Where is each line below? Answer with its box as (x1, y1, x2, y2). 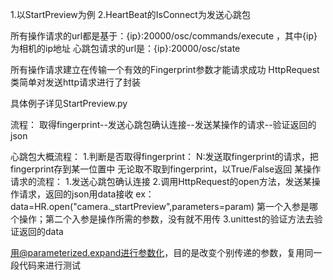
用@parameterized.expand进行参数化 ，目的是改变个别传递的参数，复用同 (10, 247, 314, 258)
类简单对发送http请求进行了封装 (10, 76, 142, 88)
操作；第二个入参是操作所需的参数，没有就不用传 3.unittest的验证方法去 (18, 213, 315, 225)
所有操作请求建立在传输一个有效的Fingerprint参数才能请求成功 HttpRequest (10, 64, 320, 75)
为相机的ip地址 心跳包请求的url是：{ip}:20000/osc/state (10, 43, 241, 54)
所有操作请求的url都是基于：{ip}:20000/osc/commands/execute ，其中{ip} (10, 30, 318, 42)
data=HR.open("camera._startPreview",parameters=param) (10, 201, 255, 212)
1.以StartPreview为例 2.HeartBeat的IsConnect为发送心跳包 (10, 9, 251, 20)
